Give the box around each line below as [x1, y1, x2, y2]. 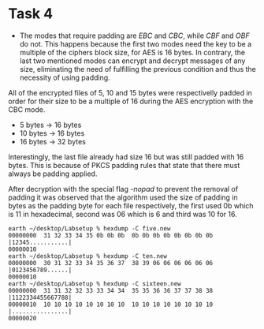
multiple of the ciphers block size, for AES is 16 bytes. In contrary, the [19, 47, 246, 57]
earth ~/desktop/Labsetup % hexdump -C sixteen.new [8, 279, 181, 288]
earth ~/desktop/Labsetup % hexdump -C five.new [8, 224, 171, 233]
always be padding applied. [8, 169, 98, 178]
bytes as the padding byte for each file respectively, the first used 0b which [8, 200, 254, 210]
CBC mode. [8, 104, 46, 114]
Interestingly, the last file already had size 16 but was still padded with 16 [8, 151, 244, 162]
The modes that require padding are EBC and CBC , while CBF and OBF [19, 31, 250, 40]
